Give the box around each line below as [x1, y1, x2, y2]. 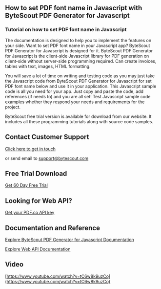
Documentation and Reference [5, 223, 100, 232]
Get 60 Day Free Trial [5, 182, 48, 188]
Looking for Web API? [5, 197, 72, 205]
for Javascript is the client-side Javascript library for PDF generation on [5, 53, 149, 59]
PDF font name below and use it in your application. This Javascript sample [5, 83, 157, 89]
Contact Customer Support [5, 133, 89, 141]
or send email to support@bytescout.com [5, 155, 89, 161]
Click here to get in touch [5, 146, 56, 152]
